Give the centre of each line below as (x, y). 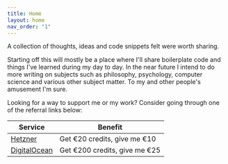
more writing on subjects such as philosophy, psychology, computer (105, 74)
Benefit (110, 127)
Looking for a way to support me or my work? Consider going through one (114, 103)
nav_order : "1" (29, 26)
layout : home (26, 20)
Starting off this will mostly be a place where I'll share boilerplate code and (114, 60)
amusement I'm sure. (38, 89)
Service (32, 127)
